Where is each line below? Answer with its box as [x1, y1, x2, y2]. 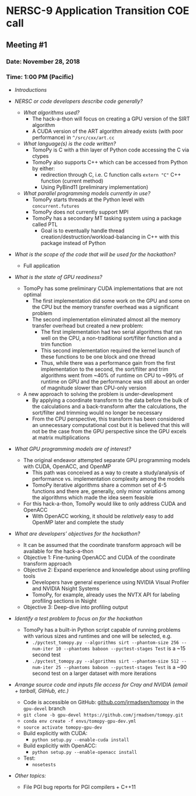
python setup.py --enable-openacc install [32, 749, 137, 755]
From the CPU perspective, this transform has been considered [32, 415, 185, 422]
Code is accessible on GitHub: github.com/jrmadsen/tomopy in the [23, 698, 184, 705]
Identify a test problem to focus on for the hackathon [14, 615, 143, 622]
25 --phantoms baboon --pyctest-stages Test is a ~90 [55, 663, 187, 670]
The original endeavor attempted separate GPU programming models [23, 456, 190, 463]
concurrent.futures [32, 203, 80, 209]
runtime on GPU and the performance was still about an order [40, 378, 190, 385]
